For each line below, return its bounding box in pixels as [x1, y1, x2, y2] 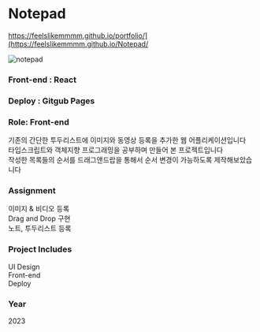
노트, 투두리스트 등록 [8, 224, 72, 233]
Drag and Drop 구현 [8, 214, 71, 223]
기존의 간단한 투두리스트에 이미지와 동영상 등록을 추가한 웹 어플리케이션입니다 [8, 136, 247, 145]
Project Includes [8, 244, 72, 255]
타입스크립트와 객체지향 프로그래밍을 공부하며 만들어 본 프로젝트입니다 [8, 145, 223, 155]
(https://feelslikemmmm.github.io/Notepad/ [8, 39, 149, 48]
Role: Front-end [8, 116, 69, 127]
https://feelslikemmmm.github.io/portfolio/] [8, 31, 148, 40]
